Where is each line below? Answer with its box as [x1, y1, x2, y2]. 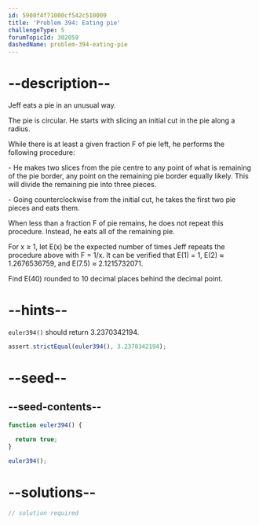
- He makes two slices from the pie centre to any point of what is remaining [8, 163, 252, 173]
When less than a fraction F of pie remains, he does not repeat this [8, 218, 224, 228]
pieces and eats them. [8, 204, 80, 213]
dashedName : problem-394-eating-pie [8, 41, 128, 49]
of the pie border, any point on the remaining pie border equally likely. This [8, 171, 249, 181]
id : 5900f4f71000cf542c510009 [8, 11, 108, 20]
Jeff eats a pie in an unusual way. [8, 101, 116, 110]
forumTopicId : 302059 [8, 33, 79, 42]
